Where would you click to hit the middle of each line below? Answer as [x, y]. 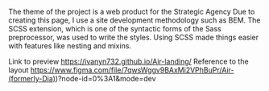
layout [19, 70]
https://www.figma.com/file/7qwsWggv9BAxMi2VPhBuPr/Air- [132, 70]
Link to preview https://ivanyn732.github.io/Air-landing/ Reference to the [128, 61]
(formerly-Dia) [32, 79]
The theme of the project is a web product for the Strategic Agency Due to [132, 12]
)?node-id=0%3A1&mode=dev [106, 79]
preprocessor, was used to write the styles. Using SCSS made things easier [134, 37]
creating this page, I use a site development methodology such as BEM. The [134, 20]
